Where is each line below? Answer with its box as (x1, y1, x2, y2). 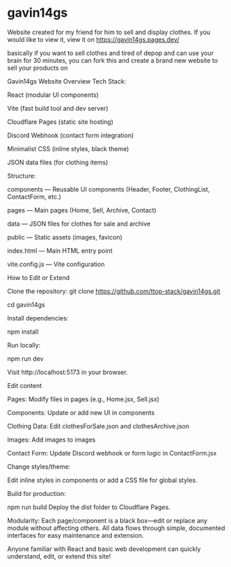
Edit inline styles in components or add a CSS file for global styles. (7, 476, 198, 484)
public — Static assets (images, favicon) (7, 233, 123, 241)
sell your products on (7, 63, 68, 72)
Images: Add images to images (7, 435, 96, 444)
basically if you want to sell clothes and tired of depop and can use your (7, 49, 214, 57)
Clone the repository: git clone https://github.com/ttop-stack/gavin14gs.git (7, 287, 221, 295)
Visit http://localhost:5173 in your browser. (7, 368, 128, 376)
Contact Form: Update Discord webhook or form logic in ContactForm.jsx (7, 449, 217, 457)
